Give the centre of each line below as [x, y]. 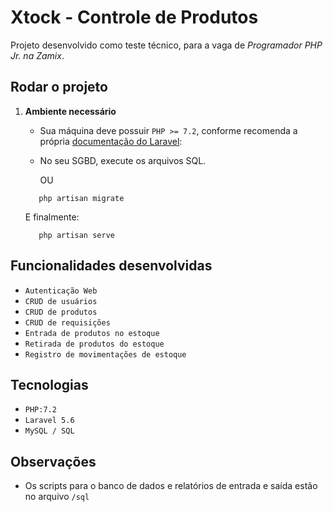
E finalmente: [52, 217]
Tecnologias [49, 384]
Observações [53, 461]
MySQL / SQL [49, 431]
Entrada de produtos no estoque [92, 333]
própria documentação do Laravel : [111, 141]
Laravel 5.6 [49, 421]
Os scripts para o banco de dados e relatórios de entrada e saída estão [171, 486]
